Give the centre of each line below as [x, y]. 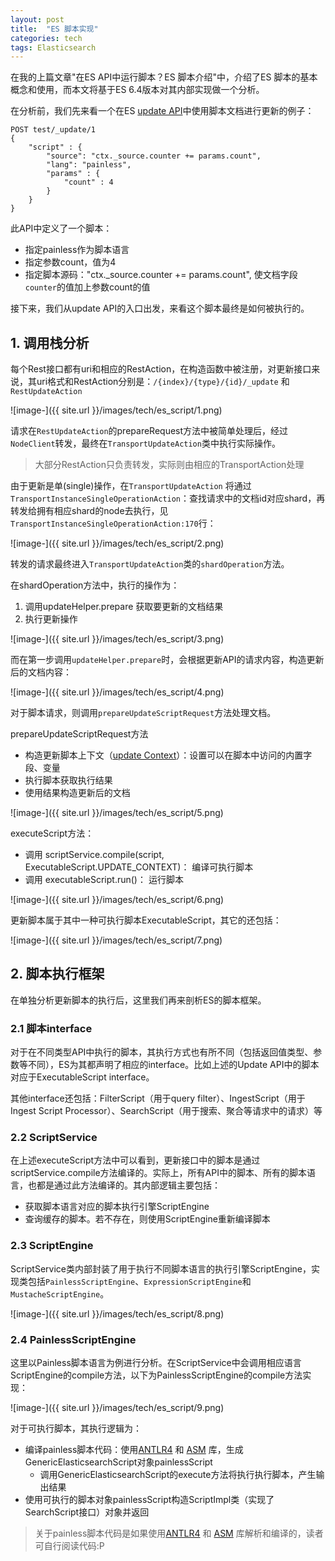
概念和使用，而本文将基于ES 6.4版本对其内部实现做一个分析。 [137, 90]
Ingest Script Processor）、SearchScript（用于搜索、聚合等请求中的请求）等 [166, 1111]
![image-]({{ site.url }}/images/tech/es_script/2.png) [117, 543]
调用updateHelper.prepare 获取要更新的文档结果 [124, 607]
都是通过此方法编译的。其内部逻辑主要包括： [128, 1185]
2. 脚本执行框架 [57, 974]
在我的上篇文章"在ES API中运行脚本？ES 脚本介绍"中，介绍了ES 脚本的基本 [164, 77]
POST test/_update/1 [53, 130]
